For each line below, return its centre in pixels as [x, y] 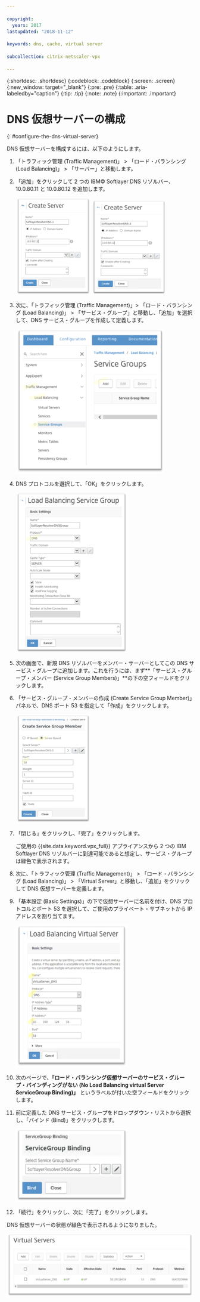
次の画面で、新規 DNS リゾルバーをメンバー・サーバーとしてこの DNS [101, 663]
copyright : [20, 19]
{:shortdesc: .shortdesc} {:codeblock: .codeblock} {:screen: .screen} [91, 81]
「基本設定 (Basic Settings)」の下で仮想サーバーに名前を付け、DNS [98, 901]
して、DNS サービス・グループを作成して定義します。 [81, 320]
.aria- [141, 87]
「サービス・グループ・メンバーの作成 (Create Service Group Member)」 [104, 698]
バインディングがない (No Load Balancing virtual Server [95, 1085]
